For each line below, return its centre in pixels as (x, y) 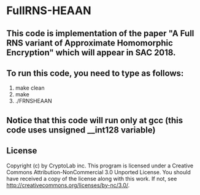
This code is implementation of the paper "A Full (100, 33)
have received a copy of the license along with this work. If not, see (92, 178)
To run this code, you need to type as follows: (95, 73)
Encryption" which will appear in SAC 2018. (91, 52)
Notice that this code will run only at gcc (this (95, 120)
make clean (30, 88)
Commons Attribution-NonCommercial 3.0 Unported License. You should (99, 172)
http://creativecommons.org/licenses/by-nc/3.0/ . (68, 185)
